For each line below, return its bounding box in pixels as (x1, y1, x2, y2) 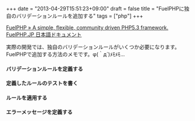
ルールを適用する (6, 94, 47, 101)
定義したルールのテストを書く (6, 79, 78, 87)
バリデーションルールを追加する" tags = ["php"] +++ (16, 12, 143, 19)
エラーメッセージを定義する (6, 109, 73, 116)
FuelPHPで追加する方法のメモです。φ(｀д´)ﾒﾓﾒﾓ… (6, 51, 125, 57)
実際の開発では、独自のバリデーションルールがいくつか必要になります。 (6, 43, 180, 50)
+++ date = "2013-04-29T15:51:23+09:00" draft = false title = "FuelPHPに (6, 5, 184, 12)
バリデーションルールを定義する (6, 65, 83, 72)
